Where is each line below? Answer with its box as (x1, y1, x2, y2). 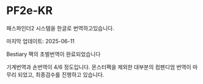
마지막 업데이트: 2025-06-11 (6, 37, 75, 44)
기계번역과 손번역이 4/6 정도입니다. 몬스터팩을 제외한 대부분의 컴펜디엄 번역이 (6, 63, 191, 71)
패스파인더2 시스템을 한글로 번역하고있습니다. (6, 24, 114, 32)
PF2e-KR (6, 4, 53, 18)
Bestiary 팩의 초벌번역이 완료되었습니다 (6, 50, 101, 58)
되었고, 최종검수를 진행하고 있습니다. (17, 71, 105, 78)
